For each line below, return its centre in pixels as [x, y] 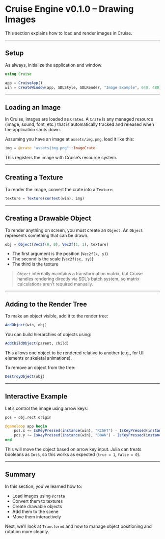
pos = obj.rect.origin [28, 417]
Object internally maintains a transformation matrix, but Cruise [80, 274]
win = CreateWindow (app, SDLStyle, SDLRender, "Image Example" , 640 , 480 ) [83, 87]
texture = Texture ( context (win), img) [45, 198]
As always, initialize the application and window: [54, 65]
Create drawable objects [37, 506]
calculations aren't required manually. [55, 284]
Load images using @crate [39, 496]
